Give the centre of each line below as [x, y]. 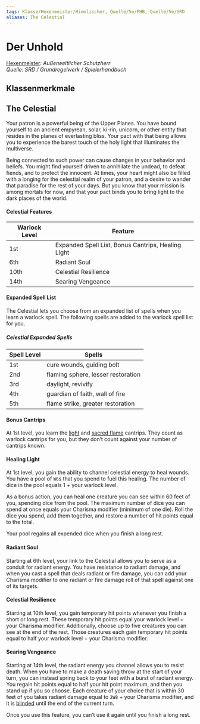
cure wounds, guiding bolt [83, 365]
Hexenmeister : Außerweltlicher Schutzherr [58, 63]
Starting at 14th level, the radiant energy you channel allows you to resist [95, 666]
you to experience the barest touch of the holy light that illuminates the [93, 142]
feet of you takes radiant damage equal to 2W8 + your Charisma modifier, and [100, 697]
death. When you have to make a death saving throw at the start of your [94, 671]
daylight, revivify [70, 384]
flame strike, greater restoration [91, 403]
